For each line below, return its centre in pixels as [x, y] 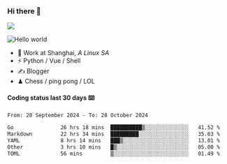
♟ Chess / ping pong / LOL [56, 81]
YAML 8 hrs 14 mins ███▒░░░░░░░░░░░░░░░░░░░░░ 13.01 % [113, 141]
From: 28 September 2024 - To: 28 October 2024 [78, 115]
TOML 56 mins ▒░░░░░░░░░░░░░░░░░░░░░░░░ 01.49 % [113, 154]
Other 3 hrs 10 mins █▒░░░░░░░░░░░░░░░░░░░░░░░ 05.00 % [113, 147]
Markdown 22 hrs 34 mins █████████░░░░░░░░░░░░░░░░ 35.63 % [113, 134]
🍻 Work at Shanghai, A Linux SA [63, 53]
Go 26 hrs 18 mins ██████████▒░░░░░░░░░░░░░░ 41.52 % [113, 128]
